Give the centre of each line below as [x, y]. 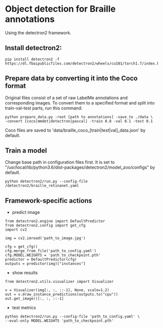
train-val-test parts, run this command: [44, 108]
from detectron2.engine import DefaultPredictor [55, 221]
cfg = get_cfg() [21, 247]
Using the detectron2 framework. [38, 33]
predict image [26, 212]
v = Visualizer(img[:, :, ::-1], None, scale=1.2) [57, 290]
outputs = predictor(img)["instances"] [45, 264]
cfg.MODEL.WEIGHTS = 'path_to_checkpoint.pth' [53, 255]
